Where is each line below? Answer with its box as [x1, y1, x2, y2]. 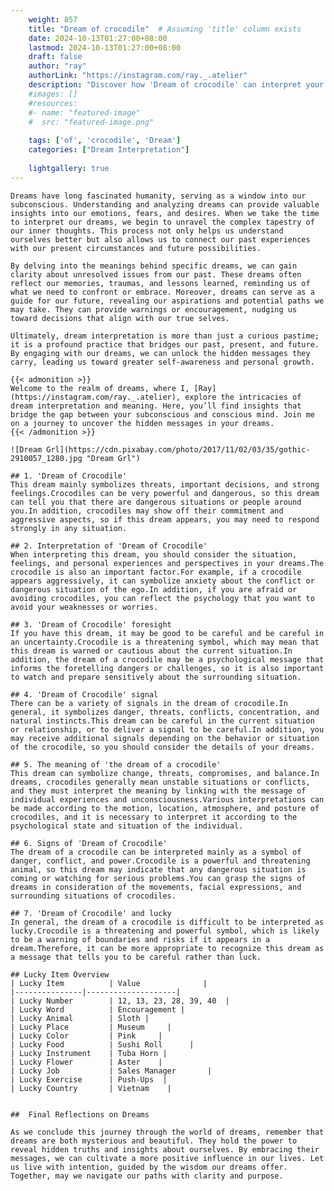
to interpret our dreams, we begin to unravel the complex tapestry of [10, 217, 315, 227]
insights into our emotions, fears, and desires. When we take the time [10, 208, 320, 218]
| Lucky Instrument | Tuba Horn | [10, 1048, 168, 1058]
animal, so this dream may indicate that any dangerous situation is [10, 864, 307, 875]
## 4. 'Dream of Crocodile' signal [10, 689, 159, 700]
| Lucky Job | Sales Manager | [10, 1066, 213, 1076]
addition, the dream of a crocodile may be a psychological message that [10, 654, 325, 665]
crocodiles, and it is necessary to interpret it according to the [10, 812, 298, 822]
